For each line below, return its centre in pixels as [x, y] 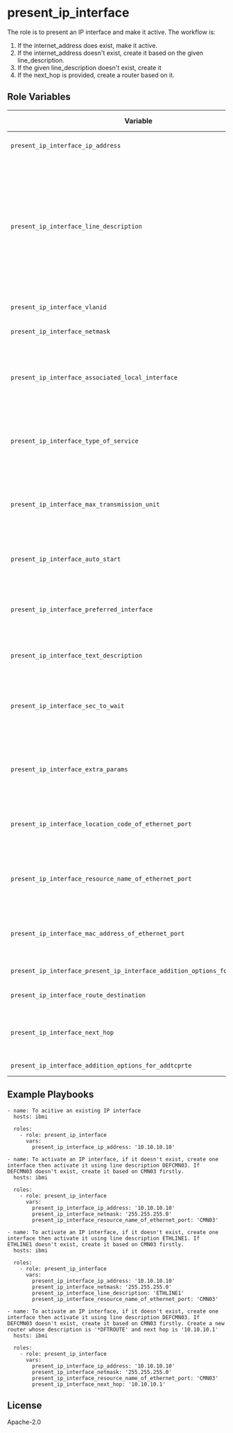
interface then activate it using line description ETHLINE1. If [103, 1238]
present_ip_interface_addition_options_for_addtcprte [101, 1065]
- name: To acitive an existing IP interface [74, 1111]
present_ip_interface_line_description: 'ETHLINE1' [109, 1293]
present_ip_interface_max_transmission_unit [85, 504]
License [25, 1405]
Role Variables [39, 97]
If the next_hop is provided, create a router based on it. [96, 75]
